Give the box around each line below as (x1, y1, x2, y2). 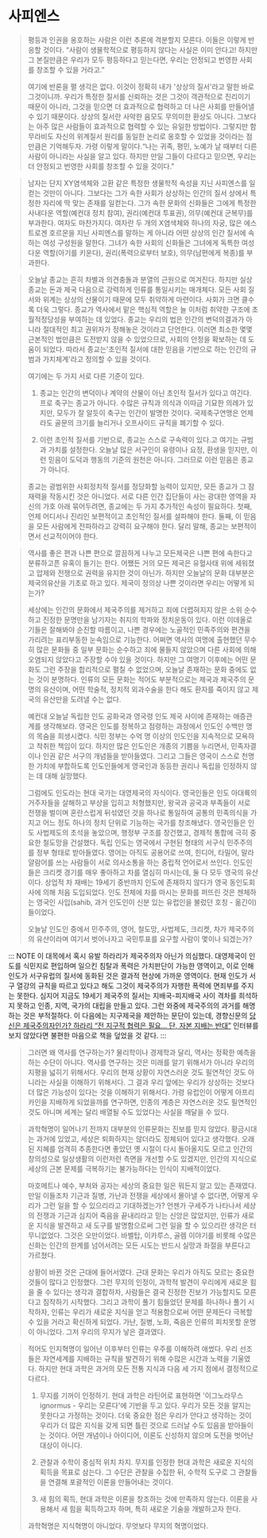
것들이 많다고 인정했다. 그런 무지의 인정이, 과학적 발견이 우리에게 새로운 (27, 1277, 249, 1287)
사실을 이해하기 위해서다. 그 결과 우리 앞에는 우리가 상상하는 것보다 (48, 1077, 255, 1087)
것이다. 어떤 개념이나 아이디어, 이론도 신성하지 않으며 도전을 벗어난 (48, 1430, 254, 1440)
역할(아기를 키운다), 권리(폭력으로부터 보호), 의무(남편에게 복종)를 (42, 247, 245, 257)
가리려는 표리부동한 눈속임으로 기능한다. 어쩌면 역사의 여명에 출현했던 (27, 634, 242, 644)
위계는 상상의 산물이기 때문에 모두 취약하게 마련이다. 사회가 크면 (42, 294, 240, 304)
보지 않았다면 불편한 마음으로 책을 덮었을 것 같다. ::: (8, 1030, 167, 1040)
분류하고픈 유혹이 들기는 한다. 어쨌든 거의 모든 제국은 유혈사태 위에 (27, 558, 234, 567)
